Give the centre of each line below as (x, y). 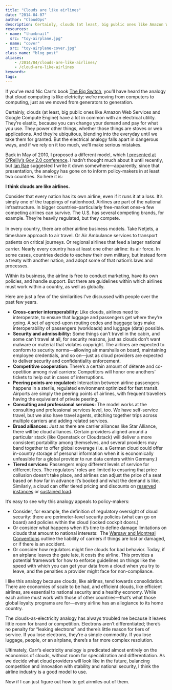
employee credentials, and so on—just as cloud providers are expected (88, 355)
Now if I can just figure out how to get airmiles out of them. (67, 681)
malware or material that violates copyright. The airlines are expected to (89, 344)
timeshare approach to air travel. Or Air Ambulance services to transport (81, 235)
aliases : (15, 58)
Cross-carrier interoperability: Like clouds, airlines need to (76, 312)
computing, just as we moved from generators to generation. (69, 102)
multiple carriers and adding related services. (61, 421)
